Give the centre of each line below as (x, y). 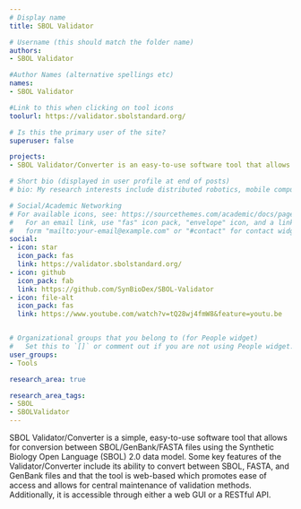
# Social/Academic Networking (66, 206)
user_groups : (34, 355)
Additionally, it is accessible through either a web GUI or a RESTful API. (140, 495)
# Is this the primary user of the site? (88, 132)
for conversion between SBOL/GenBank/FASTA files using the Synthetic (142, 447)
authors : (26, 50)
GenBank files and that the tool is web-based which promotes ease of (138, 475)
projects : (28, 157)
